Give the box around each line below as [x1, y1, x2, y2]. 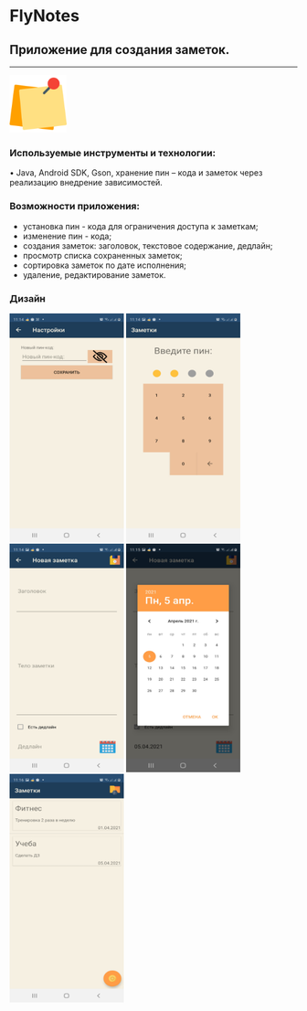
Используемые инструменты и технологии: [9, 146, 217, 159]
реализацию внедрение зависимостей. [9, 177, 163, 188]
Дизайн [9, 292, 46, 304]
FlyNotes [9, 5, 80, 27]
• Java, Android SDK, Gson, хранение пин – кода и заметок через [9, 167, 263, 178]
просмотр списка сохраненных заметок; [22, 250, 183, 261]
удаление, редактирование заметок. [22, 269, 166, 280]
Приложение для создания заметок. [9, 42, 230, 58]
